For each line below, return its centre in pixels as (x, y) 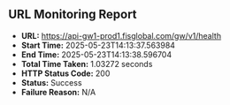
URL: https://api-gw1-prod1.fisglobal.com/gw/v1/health (121, 35)
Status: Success (51, 82)
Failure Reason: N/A (58, 92)
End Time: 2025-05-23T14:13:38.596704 (96, 54)
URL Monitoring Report (73, 15)
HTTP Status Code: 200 (65, 73)
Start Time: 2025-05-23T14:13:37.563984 (98, 45)
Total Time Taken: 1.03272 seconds (87, 64)
